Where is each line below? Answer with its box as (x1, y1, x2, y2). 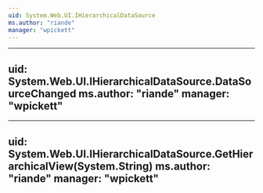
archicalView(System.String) (8, 159, 153, 173)
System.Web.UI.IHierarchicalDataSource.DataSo (8, 75, 252, 88)
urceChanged (8, 87, 77, 100)
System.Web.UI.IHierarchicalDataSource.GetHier (8, 147, 254, 161)
